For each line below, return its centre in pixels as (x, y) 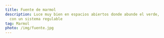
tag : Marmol (17, 23)
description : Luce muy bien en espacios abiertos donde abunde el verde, (82, 14)
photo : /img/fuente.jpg (30, 28)
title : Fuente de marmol (31, 10)
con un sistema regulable (36, 19)
